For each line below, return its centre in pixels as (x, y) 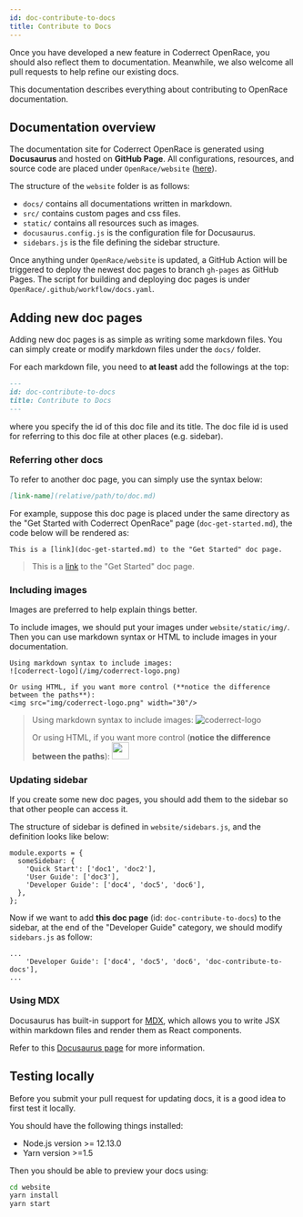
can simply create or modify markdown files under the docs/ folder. (135, 349)
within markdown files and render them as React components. (126, 1030)
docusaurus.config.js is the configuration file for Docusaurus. (139, 233)
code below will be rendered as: (70, 532)
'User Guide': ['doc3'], (73, 877)
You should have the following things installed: (96, 1125)
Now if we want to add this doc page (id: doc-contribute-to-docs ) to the (146, 918)
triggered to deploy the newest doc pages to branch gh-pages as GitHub (144, 270)
